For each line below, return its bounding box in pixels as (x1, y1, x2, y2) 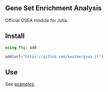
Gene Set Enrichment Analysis (5, 4, 102, 12)
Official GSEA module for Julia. (5, 17, 69, 23)
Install (5, 32, 25, 40)
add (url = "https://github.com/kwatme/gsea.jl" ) (5, 54, 104, 59)
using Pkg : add (5, 45, 37, 50)
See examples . (5, 81, 36, 87)
